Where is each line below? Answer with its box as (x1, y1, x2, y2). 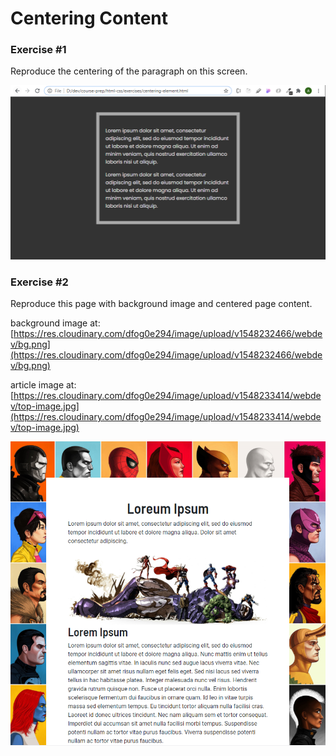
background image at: (10, 317, 101, 329)
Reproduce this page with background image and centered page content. (10, 298, 313, 310)
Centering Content (10, 7, 169, 30)
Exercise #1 (10, 43, 67, 57)
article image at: (10, 379, 77, 391)
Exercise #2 (10, 275, 69, 289)
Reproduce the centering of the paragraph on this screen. (10, 65, 248, 77)
